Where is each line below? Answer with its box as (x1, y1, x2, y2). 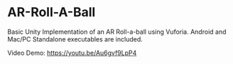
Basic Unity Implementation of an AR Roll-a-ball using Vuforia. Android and (7, 27, 227, 36)
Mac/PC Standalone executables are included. (7, 34, 143, 43)
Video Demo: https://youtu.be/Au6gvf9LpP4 (7, 49, 137, 57)
